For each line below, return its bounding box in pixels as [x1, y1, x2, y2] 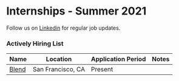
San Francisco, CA [32, 65, 86, 74]
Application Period [90, 55, 146, 63]
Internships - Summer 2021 [6, 4, 147, 18]
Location [46, 55, 72, 63]
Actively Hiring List [6, 39, 64, 48]
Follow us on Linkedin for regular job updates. [6, 24, 121, 31]
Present [90, 65, 113, 74]
